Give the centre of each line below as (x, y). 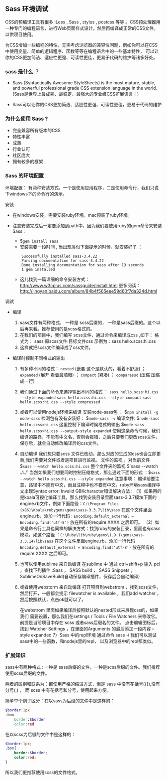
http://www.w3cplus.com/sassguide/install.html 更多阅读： (80, 285)
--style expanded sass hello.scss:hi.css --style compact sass (85, 398)
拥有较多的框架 (28, 161)
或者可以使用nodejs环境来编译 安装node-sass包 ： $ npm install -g (89, 412)
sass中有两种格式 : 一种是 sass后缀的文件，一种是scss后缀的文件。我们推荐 (83, 667)
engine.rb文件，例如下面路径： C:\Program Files (69, 503)
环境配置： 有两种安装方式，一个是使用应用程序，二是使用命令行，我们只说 (82, 187)
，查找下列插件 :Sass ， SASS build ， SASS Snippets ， (77, 570)
